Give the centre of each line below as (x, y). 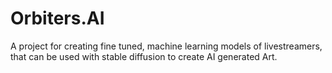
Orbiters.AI (57, 18)
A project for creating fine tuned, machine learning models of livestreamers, (166, 46)
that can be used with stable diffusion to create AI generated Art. (144, 56)
